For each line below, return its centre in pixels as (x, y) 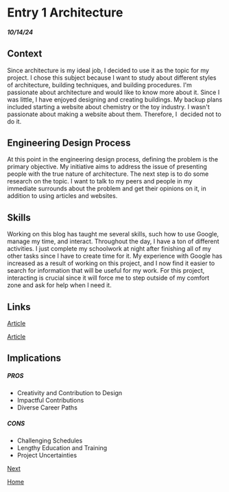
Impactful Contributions (50, 401)
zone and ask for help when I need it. (59, 285)
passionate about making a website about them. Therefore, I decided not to (114, 114)
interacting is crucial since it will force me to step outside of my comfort (108, 278)
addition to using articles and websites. (62, 196)
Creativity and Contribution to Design (70, 393)
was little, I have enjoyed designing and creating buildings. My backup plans (115, 99)
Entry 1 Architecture (65, 13)
